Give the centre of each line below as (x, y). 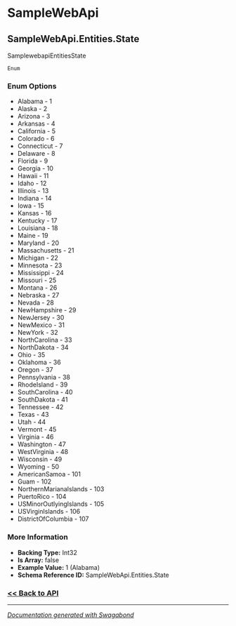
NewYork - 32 (38, 333)
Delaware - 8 (36, 154)
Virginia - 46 (35, 437)
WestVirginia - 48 (43, 452)
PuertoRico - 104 (42, 497)
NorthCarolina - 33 (45, 340)
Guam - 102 (34, 481)
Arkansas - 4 (36, 124)
